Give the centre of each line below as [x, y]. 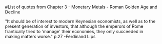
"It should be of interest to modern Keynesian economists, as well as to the [80, 21]
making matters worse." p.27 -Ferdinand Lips [51, 36]
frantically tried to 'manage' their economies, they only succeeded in [74, 31]
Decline [13, 12]
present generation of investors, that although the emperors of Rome [74, 26]
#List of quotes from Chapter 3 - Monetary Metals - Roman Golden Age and [81, 7]
